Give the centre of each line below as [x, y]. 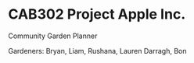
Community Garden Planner [53, 36]
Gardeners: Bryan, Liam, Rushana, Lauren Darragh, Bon [97, 51]
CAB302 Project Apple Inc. [97, 14]
